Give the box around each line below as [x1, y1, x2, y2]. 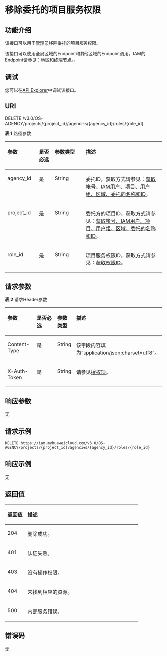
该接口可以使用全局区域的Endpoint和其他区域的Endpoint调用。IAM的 [5, 51, 146, 56]
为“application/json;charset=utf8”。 [76, 349, 160, 356]
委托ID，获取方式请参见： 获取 [85, 175, 156, 182]
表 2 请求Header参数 [5, 297, 47, 303]
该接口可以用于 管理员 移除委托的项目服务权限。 [5, 40, 101, 46]
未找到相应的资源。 [27, 588, 73, 595]
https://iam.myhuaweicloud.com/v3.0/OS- [20, 441, 106, 446]
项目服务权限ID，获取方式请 [85, 252, 151, 259]
